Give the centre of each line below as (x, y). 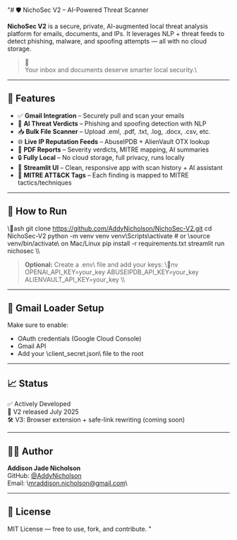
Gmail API (32, 346)
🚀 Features (31, 98)
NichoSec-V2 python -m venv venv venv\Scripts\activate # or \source (109, 235)
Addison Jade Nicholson (44, 468)
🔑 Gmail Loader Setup (56, 308)
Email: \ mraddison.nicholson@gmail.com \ (68, 483)
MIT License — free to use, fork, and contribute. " (79, 529)
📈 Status (28, 383)
